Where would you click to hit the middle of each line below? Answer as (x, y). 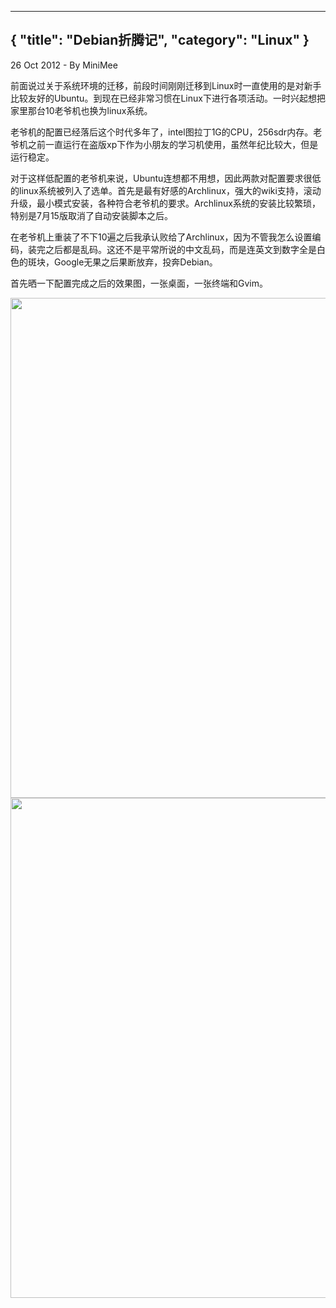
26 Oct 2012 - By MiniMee (64, 65)
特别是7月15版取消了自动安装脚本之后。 (91, 215)
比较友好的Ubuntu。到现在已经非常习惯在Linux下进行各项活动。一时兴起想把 (168, 98)
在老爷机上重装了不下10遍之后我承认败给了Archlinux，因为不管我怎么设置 (161, 237)
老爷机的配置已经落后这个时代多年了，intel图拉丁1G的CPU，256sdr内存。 (162, 132)
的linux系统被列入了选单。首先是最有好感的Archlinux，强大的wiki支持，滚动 (166, 190)
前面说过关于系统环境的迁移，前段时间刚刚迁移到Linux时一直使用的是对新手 (166, 85)
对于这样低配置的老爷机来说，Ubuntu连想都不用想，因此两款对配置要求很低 (166, 178)
